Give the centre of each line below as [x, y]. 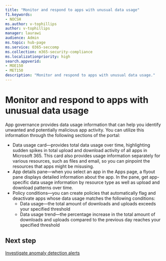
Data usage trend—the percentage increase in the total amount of [87, 214]
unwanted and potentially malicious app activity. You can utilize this [75, 130]
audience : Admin [22, 38]
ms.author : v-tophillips [31, 24]
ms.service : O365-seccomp [32, 47]
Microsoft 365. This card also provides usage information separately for [86, 156]
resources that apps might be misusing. [53, 166]
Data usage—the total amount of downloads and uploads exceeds [88, 203]
